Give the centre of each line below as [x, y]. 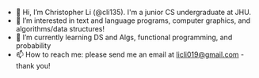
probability [33, 46]
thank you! [33, 66]
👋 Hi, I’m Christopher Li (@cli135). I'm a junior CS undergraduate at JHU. [133, 12]
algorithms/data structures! [60, 29]
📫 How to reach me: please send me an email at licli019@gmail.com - [129, 54]
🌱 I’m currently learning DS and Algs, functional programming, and [124, 37]
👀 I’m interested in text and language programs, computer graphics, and [133, 20]
